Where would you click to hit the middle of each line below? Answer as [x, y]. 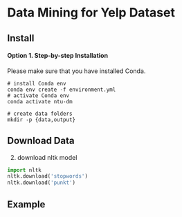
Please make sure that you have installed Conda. [76, 71]
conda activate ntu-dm [40, 101]
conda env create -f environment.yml [62, 90]
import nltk [24, 170]
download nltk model [47, 157]
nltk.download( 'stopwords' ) [48, 176]
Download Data [41, 141]
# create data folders [40, 114]
